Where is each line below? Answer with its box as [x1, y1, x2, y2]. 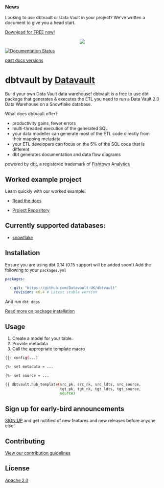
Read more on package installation [5, 308, 75, 314]
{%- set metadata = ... [5, 364, 54, 369]
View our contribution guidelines [5, 450, 71, 456]
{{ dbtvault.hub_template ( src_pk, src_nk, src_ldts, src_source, [5, 382, 141, 387]
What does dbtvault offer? [5, 111, 58, 117]
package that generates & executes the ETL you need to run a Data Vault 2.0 [5, 96, 160, 102]
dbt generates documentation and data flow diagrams [12, 152, 121, 157]
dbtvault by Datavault [5, 75, 95, 86]
